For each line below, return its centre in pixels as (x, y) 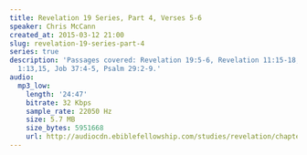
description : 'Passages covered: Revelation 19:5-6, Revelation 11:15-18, (155, 60)
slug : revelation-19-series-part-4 (77, 43)
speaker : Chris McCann (53, 26)
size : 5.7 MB (51, 119)
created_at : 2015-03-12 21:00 (67, 35)
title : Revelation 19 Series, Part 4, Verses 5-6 (106, 18)
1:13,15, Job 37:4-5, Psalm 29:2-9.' (90, 69)
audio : (22, 77)
